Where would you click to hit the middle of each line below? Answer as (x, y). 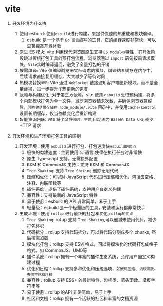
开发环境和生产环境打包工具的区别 (46, 136)
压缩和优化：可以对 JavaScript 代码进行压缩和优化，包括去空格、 (92, 177)
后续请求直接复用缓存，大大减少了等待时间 (62, 76)
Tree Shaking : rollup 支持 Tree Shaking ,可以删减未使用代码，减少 (92, 219)
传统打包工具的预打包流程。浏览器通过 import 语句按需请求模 (94, 58)
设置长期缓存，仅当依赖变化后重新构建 (58, 113)
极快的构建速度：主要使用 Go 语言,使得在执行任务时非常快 (84, 152)
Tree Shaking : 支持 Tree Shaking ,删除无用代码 (72, 170)
